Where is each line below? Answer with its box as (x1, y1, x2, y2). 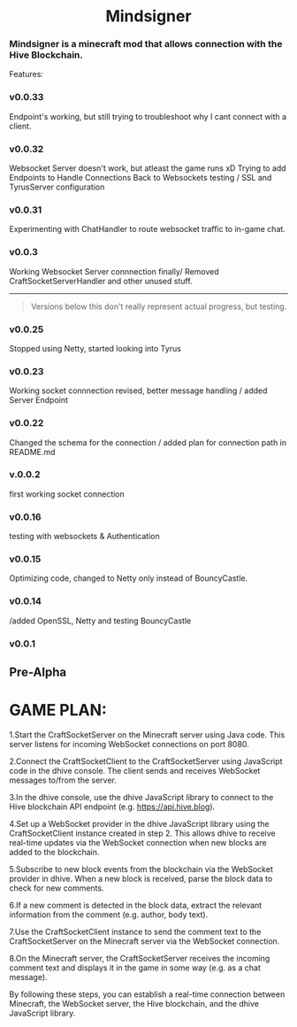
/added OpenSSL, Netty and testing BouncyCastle (9, 615, 192, 626)
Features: (9, 69, 44, 80)
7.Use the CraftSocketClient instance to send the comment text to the (9, 927, 262, 937)
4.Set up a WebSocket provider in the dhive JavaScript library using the (9, 819, 270, 829)
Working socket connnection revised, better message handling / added (9, 385, 268, 396)
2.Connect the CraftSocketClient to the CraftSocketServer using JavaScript (9, 756, 283, 767)
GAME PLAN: (9, 700, 108, 721)
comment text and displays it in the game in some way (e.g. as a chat (9, 962, 261, 973)
